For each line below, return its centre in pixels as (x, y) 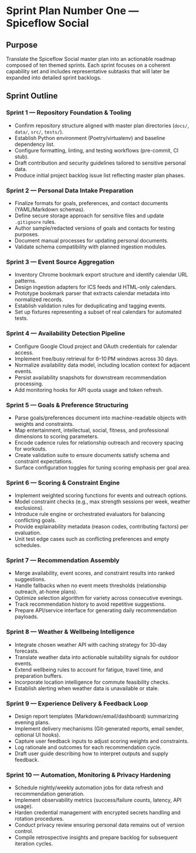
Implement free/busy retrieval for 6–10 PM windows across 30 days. (96, 359)
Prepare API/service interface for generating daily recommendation (96, 610)
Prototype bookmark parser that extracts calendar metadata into (92, 294)
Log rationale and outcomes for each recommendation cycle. (88, 748)
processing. (29, 383)
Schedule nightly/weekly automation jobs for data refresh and (89, 788)
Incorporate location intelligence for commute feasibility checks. (92, 682)
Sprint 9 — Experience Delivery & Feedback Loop (77, 703)
